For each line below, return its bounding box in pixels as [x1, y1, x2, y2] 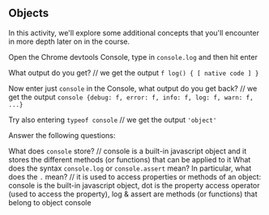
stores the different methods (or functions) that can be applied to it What [8, 154, 251, 164]
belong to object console [8, 197, 92, 207]
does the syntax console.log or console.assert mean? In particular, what [8, 163, 252, 173]
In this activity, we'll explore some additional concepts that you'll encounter [8, 27, 259, 37]
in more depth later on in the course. [8, 36, 130, 46]
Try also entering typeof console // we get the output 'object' [8, 115, 217, 124]
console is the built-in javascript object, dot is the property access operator [8, 180, 261, 190]
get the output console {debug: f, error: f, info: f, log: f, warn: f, [8, 92, 254, 102]
